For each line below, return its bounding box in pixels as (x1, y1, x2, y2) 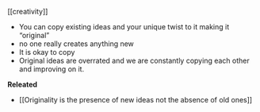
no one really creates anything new (18, 39, 134, 48)
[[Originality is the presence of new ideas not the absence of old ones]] (18, 95, 253, 104)
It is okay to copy (18, 48, 75, 56)
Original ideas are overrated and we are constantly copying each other (18, 56, 250, 65)
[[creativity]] (7, 7, 48, 16)
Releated (7, 79, 37, 89)
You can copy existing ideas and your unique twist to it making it (18, 22, 230, 31)
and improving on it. (18, 64, 85, 74)
